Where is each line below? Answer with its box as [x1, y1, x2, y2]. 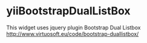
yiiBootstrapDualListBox [6, 4, 131, 18]
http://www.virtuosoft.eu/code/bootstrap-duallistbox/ [6, 30, 139, 37]
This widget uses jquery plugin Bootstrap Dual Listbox [6, 24, 141, 31]
